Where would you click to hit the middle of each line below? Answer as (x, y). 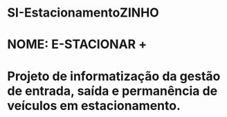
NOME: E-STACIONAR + (77, 45)
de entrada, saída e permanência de (112, 91)
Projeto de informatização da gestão (114, 76)
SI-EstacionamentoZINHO (83, 13)
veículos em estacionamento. (94, 106)
